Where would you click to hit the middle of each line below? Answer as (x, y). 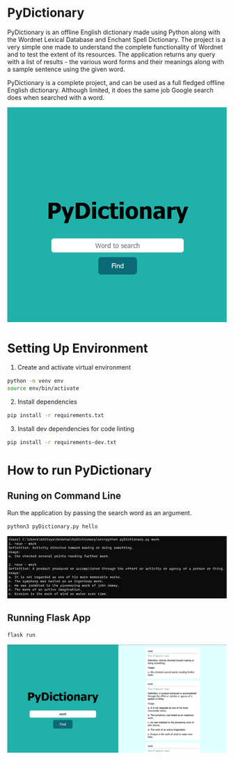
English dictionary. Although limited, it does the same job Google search (110, 90)
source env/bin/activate (43, 388)
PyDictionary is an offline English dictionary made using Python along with (114, 32)
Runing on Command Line (64, 496)
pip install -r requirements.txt (56, 416)
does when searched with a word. (56, 97)
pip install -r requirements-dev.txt (62, 442)
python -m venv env (36, 381)
